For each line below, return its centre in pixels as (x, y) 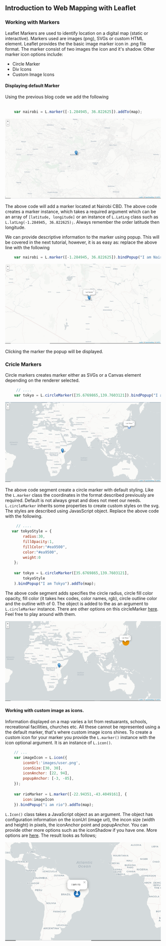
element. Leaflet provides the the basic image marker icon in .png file (76, 44)
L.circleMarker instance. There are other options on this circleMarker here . (82, 609)
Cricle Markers (23, 364)
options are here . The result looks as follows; (51, 835)
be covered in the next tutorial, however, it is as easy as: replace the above (81, 242)
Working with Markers (33, 22)
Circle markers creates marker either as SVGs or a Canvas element (73, 375)
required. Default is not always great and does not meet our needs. (73, 500)
